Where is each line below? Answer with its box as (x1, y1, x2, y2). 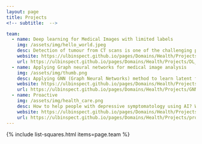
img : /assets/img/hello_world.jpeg (17, 42, 106, 48)
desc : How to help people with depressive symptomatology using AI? (17, 103, 192, 109)
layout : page (6, 8, 39, 15)
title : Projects (6, 14, 47, 20)
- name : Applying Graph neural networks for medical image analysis (11, 64, 187, 70)
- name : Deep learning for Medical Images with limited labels (11, 37, 173, 43)
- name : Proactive (11, 92, 58, 98)
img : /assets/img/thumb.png (17, 70, 87, 76)
